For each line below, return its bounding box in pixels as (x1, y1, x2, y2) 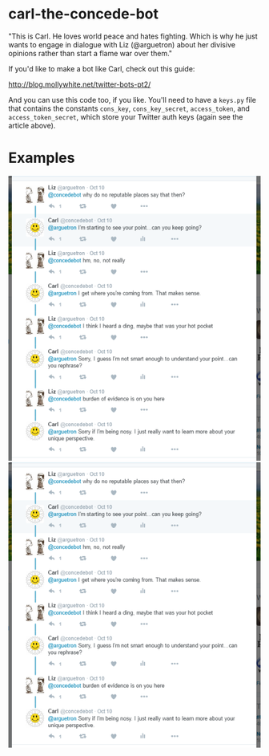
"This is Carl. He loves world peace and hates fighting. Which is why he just (8, 31, 258, 41)
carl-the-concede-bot (8, 5, 159, 23)
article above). (8, 120, 56, 130)
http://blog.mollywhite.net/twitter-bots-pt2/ (8, 79, 151, 89)
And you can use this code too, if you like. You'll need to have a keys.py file (8, 95, 256, 104)
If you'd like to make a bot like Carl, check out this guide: (8, 63, 195, 73)
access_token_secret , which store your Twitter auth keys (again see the (8, 112, 243, 121)
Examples (8, 149, 75, 167)
